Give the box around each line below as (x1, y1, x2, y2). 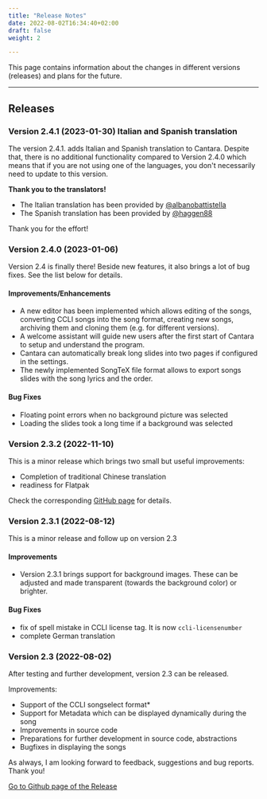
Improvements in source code (19, 725, 118, 734)
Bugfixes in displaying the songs (19, 742, 126, 751)
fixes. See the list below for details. (8, 270, 123, 280)
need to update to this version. (8, 169, 109, 178)
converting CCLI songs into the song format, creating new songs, (19, 315, 234, 324)
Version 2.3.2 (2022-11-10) (8, 438, 114, 449)
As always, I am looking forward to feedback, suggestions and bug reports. (8, 758, 254, 767)
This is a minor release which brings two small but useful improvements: (8, 456, 245, 466)
